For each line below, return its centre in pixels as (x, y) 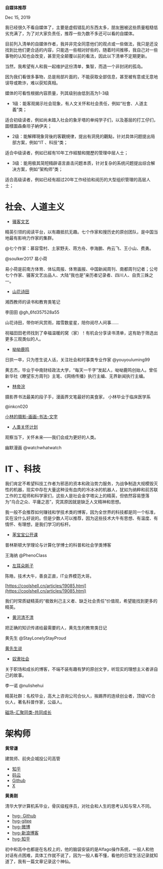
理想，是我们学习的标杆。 (47, 524)
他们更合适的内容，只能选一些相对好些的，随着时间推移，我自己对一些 (88, 50)
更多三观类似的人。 (24, 339)
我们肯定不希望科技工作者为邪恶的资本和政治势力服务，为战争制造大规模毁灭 (81, 483)
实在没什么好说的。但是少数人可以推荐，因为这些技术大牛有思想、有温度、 (79, 518)
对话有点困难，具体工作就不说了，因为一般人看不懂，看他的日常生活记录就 (79, 855)
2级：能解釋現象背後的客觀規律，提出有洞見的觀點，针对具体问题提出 (81, 136)
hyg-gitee (22, 821)
